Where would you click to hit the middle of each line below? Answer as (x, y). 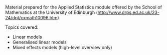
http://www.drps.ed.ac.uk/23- (128, 12)
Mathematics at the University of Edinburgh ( (51, 12)
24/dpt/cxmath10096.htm (31, 18)
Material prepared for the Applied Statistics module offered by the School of (83, 7)
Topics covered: (22, 27)
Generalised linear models (39, 42)
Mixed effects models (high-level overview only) (62, 47)
